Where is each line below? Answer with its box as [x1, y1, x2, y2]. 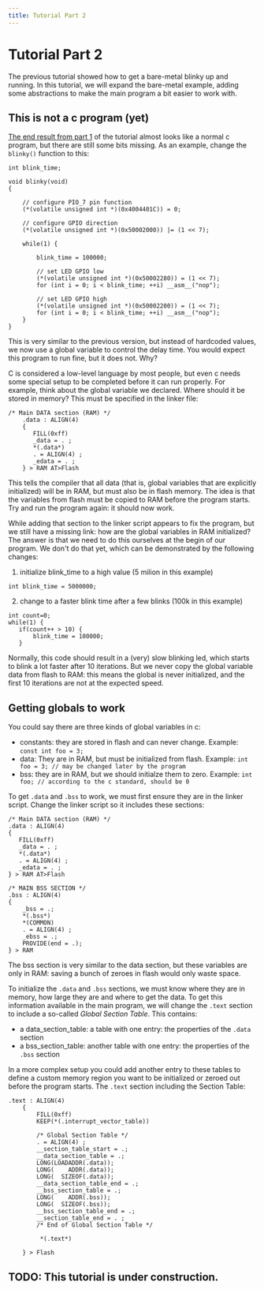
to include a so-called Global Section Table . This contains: [8, 1009, 198, 1018]
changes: [8, 552, 39, 562]
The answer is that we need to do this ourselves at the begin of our [8, 536, 226, 545]
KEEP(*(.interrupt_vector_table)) [36, 1118, 150, 1126]
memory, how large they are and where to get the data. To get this [8, 992, 223, 1002]
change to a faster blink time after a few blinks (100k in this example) [19, 596, 243, 606]
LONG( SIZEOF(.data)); [36, 1173, 114, 1181]
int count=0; [8, 612, 51, 620]
